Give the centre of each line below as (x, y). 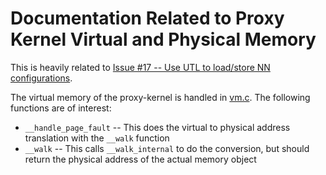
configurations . (41, 78)
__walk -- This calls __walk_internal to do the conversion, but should (167, 148)
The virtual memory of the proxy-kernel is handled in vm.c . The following (160, 97)
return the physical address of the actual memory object (140, 159)
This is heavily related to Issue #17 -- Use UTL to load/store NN (140, 67)
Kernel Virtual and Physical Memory (163, 39)
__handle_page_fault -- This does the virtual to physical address (157, 127)
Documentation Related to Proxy (147, 18)
